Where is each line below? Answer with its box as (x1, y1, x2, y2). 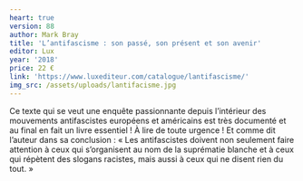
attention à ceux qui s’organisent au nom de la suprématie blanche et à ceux (9, 144, 295, 155)
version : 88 (9, 22, 54, 31)
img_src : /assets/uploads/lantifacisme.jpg (9, 81, 177, 90)
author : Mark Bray (9, 30, 79, 39)
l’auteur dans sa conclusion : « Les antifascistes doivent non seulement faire (9, 134, 295, 145)
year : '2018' (9, 55, 59, 64)
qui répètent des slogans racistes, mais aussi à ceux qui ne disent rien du (9, 153, 284, 164)
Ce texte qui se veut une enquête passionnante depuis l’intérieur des (9, 105, 267, 116)
